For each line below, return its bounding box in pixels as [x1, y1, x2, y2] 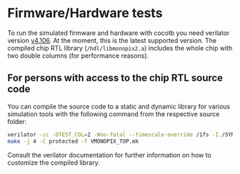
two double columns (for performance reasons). [7, 51, 149, 60]
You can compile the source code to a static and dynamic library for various [7, 102, 231, 111]
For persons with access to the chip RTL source [7, 72, 224, 84]
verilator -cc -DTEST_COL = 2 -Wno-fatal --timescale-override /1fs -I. [7, 130, 222, 138]
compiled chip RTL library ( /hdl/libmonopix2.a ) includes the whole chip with [7, 43, 233, 52]
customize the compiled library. [7, 158, 100, 167]
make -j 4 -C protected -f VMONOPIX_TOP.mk [7, 138, 139, 145]
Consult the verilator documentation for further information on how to [7, 150, 212, 159]
